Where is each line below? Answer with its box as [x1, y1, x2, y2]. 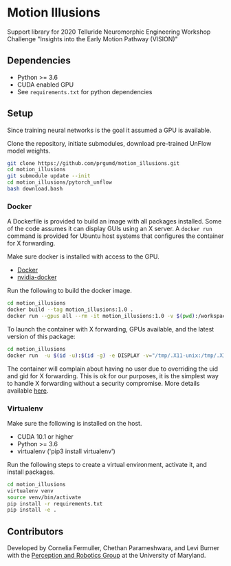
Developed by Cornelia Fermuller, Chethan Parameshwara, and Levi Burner [7, 544, 220, 552]
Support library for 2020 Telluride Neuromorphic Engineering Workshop [7, 28, 211, 36]
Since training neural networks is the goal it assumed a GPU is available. [7, 126, 212, 134]
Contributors [7, 525, 64, 537]
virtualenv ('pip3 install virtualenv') [16, 447, 115, 455]
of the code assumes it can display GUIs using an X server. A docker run [7, 225, 212, 233]
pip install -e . [7, 507, 57, 514]
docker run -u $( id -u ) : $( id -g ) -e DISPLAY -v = [7, 352, 153, 359]
